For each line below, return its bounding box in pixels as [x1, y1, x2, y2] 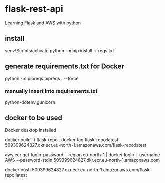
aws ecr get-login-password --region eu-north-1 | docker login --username [5, 151, 160, 158]
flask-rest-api [5, 3, 63, 15]
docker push [5, 166, 31, 173]
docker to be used [5, 114, 62, 122]
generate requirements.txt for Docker [5, 62, 125, 71]
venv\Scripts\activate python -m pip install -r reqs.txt [5, 47, 114, 53]
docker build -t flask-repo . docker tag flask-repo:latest [5, 136, 119, 143]
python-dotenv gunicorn [5, 99, 56, 105]
